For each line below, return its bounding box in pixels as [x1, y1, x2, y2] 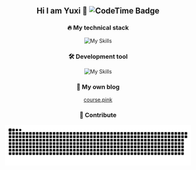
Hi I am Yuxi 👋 [36, 6, 88, 16]
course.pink [83, 96, 113, 104]
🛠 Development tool [68, 52, 128, 60]
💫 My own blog [76, 82, 120, 91]
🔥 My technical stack [67, 24, 129, 32]
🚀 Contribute [79, 111, 117, 119]
